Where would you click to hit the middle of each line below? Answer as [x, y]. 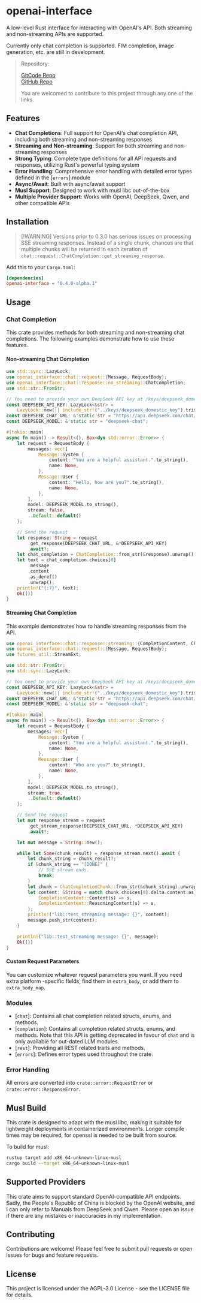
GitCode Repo [38, 75]
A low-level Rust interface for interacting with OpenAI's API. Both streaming [99, 28]
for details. [19, 1295]
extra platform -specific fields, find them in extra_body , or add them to [93, 981]
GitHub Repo [36, 82]
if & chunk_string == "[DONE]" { [68, 865]
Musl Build [26, 1108]
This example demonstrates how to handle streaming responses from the [96, 626]
